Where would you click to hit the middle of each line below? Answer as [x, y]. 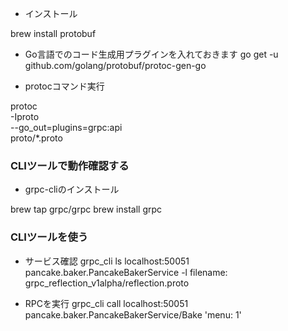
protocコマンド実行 [64, 86]
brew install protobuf [53, 33]
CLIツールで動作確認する [70, 165]
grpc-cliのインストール [72, 189]
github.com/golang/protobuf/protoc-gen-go [115, 65]
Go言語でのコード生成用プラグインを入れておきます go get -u [151, 54]
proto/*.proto [36, 138]
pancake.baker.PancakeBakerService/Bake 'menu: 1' [133, 314]
